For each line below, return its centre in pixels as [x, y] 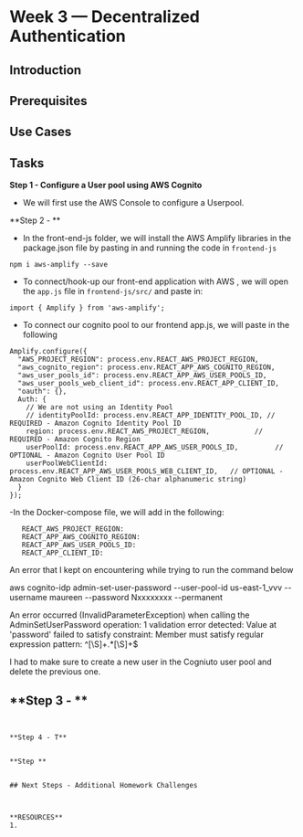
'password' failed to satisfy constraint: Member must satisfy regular [137, 635]
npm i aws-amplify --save [58, 265]
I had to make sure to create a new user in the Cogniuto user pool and [141, 662]
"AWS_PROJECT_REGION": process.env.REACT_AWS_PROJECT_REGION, [138, 360]
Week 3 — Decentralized [105, 17]
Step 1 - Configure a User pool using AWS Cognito [106, 185]
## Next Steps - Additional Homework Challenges [104, 785]
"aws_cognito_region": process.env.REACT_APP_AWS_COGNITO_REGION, [146, 367]
